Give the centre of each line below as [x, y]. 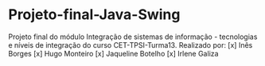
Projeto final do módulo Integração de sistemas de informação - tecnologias [133, 37]
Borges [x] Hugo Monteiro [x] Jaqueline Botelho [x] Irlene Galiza [113, 53]
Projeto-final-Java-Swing [94, 15]
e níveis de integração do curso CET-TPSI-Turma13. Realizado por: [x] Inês [131, 45]
